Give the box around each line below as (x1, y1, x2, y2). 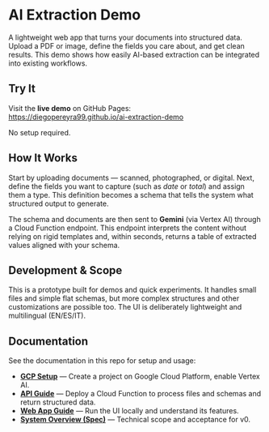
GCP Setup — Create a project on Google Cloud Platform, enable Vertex (19, 371, 260, 382)
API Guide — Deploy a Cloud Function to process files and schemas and (19, 389, 262, 399)
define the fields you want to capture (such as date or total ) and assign (8, 181, 245, 191)
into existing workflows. (8, 58, 87, 68)
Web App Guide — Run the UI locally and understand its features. (19, 406, 240, 416)
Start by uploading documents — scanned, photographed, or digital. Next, (8, 173, 254, 182)
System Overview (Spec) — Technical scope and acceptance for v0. (19, 415, 251, 425)
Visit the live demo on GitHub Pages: (8, 103, 132, 113)
